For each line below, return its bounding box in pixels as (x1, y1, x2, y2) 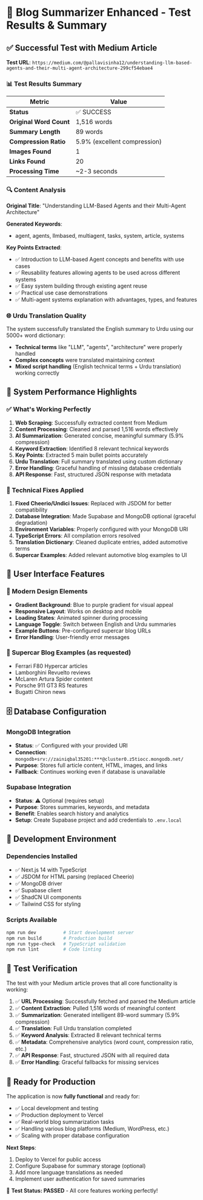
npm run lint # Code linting (6, 946, 102, 952)
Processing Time (9, 167, 59, 176)
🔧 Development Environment (6, 834, 117, 844)
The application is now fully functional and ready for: (6, 1092, 141, 1100)
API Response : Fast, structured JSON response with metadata (15, 471, 171, 478)
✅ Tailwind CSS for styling (15, 900, 81, 907)
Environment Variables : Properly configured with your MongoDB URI (15, 525, 188, 533)
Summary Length (9, 128, 61, 136)
